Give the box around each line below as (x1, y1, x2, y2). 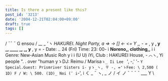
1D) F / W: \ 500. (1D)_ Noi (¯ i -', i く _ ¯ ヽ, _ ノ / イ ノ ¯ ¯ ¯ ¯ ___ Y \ (5, 70, 154, 76)
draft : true (5, 21, 30, 27)
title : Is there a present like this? (5, 7, 87, 13)
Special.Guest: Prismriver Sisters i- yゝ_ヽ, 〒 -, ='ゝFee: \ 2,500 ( (5, 65, 158, 70)
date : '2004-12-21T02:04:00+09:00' (5, 17, 80, 22)
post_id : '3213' (5, 12, 39, 17)
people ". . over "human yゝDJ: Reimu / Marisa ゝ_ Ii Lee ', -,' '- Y (5, 58, 143, 64)
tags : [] (5, 26, 24, 31)
